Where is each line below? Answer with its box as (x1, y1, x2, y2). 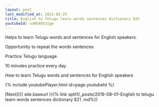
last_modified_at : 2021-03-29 (5, 12, 67, 17)
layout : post (5, 7, 32, 12)
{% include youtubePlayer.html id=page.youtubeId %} (5, 82, 115, 88)
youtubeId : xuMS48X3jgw (5, 21, 54, 26)
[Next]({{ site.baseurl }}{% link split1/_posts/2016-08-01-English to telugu (5, 91, 154, 97)
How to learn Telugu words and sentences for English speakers (5, 72, 134, 79)
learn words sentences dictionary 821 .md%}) (5, 97, 98, 103)
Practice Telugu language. (5, 53, 58, 59)
